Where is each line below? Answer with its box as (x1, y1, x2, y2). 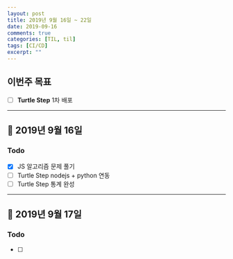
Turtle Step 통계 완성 (17, 179, 75, 188)
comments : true (7, 29, 51, 37)
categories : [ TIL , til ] (7, 36, 76, 43)
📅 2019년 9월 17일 (7, 208, 82, 220)
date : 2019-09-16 (7, 23, 58, 30)
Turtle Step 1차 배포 (17, 96, 73, 104)
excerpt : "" (7, 49, 42, 56)
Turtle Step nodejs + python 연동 (17, 171, 110, 179)
